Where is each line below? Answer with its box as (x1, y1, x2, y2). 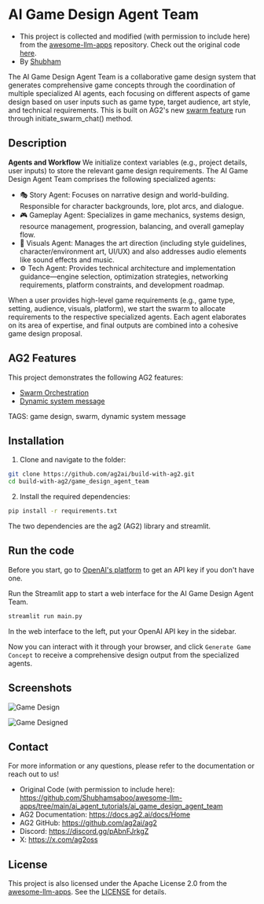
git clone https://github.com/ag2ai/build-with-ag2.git (8, 470, 195, 478)
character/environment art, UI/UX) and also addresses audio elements (19, 246, 247, 256)
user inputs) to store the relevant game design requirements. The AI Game (8, 165, 249, 175)
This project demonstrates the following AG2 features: (8, 372, 184, 382)
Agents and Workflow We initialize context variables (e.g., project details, (8, 157, 247, 167)
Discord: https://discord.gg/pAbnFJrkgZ (19, 827, 149, 836)
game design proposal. (8, 328, 82, 338)
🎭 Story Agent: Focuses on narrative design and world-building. (19, 190, 229, 199)
